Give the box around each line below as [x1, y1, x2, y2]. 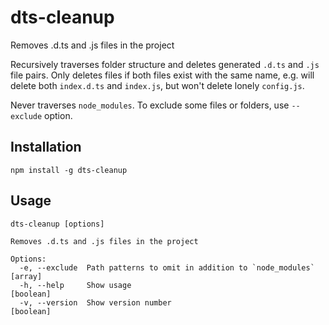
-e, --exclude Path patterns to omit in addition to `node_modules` [19, 262, 315, 273]
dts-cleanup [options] [10, 219, 105, 229]
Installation [10, 139, 82, 156]
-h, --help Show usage [19, 280, 132, 290]
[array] [10, 271, 43, 281]
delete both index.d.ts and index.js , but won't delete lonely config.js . [10, 79, 305, 91]
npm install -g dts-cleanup [10, 165, 128, 175]
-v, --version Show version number [19, 297, 172, 308]
